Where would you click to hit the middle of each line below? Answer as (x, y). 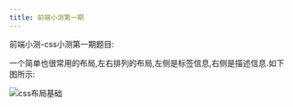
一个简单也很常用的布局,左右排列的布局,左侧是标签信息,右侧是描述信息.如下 (147, 62)
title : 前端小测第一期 (47, 17)
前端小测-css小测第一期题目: (62, 44)
